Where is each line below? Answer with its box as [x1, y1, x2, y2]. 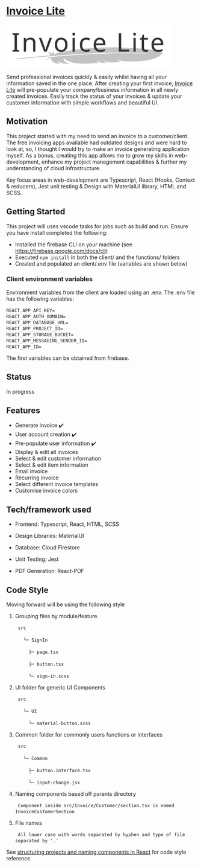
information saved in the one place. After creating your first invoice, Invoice [6, 80, 193, 87]
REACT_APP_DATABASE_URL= [6, 319, 69, 325]
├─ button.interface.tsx [28, 768, 91, 774]
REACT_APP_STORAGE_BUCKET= [6, 331, 74, 338]
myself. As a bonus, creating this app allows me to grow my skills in [6, 152, 173, 159]
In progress [6, 388, 35, 395]
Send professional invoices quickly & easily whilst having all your [6, 73, 167, 80]
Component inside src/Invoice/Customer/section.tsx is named [17, 803, 175, 809]
